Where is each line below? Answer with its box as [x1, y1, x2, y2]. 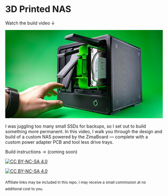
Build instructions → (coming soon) [5, 149, 77, 155]
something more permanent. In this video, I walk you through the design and [5, 129, 162, 135]
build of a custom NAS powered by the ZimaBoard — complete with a [5, 134, 148, 140]
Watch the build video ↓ [5, 20, 55, 26]
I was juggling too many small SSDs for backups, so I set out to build [5, 123, 146, 129]
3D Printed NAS [5, 3, 71, 15]
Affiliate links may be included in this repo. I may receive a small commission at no [5, 180, 146, 185]
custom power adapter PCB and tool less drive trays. [5, 139, 114, 145]
